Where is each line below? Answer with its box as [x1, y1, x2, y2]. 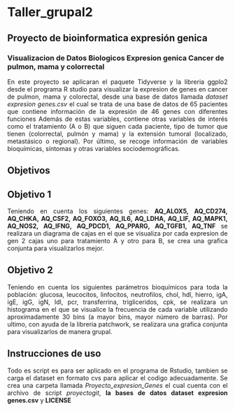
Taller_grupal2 [7, 4, 93, 20]
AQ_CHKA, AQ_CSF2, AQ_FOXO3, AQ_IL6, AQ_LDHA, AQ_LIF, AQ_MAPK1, [7, 215, 228, 223]
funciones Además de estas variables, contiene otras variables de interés [7, 115, 228, 123]
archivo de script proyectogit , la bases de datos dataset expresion [7, 389, 228, 397]
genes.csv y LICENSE [7, 396, 72, 404]
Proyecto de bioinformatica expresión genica [7, 32, 208, 44]
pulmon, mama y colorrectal [7, 62, 105, 71]
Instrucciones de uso [7, 347, 101, 360]
